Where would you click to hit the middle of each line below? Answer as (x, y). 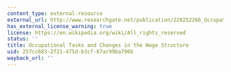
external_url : (27, 20)
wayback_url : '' (30, 58)
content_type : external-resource (55, 13)
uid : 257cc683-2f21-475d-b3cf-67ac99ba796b (70, 52)
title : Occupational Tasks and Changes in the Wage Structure (98, 45)
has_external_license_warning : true (59, 26)
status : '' (23, 39)
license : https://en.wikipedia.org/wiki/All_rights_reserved (97, 33)
